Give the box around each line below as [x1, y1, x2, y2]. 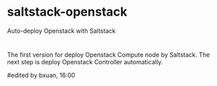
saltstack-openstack [7, 4, 128, 20]
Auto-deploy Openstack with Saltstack [7, 27, 116, 35]
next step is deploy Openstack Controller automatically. [7, 58, 163, 66]
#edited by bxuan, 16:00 [7, 71, 75, 79]
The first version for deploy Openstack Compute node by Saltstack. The [7, 51, 210, 59]
